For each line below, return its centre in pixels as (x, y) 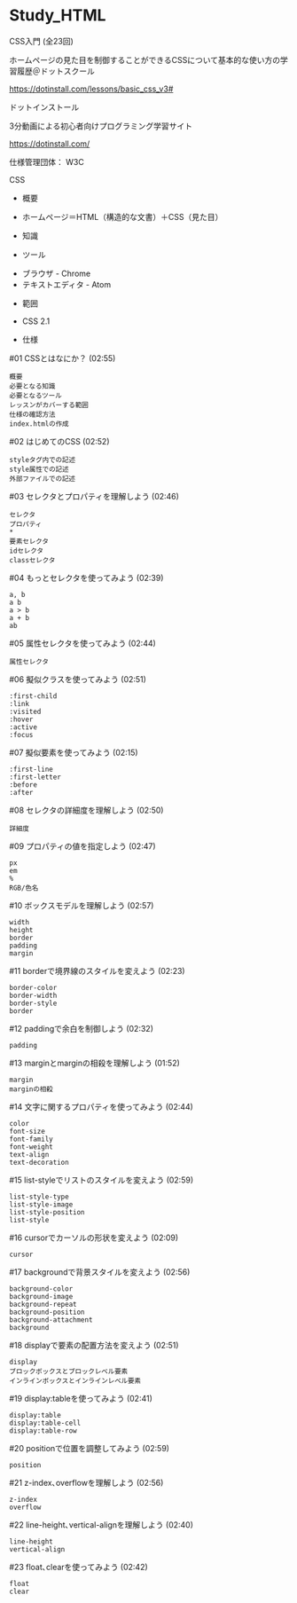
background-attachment (51, 1320)
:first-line (31, 769)
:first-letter (35, 777)
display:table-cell (45, 1423)
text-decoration (39, 1162)
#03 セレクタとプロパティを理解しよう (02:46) (94, 496)
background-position (47, 1312)
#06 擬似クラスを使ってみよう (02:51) (78, 679)
